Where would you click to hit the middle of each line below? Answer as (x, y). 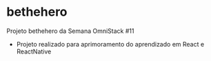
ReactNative (34, 51)
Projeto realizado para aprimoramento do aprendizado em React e (110, 44)
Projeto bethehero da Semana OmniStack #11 (70, 31)
